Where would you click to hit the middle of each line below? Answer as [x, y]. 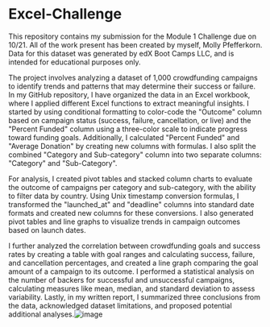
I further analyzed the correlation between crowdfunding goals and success [134, 246]
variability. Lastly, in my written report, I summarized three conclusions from [134, 297]
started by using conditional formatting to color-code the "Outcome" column [135, 112]
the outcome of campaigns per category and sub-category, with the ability [132, 187]
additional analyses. [42, 314]
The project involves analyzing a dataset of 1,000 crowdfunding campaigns [133, 77]
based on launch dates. [47, 230]
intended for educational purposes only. [75, 62]
